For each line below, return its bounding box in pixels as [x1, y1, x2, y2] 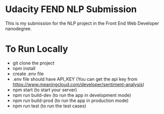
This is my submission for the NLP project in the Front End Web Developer [5, 20, 159, 26]
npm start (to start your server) [12, 87, 77, 93]
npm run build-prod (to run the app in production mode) [12, 97, 129, 103]
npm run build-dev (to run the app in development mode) [12, 92, 131, 98]
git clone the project [12, 60, 54, 66]
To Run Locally [5, 43, 68, 55]
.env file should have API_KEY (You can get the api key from [12, 76, 138, 82]
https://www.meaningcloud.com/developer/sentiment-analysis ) [12, 81, 145, 87]
